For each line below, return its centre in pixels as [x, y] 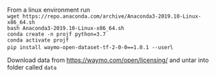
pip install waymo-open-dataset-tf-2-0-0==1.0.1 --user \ [90, 47]
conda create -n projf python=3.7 [57, 34]
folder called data [32, 67]
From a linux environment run [49, 10]
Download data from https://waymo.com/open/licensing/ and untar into [108, 60]
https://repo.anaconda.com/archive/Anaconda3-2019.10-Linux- [112, 16]
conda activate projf [38, 40]
